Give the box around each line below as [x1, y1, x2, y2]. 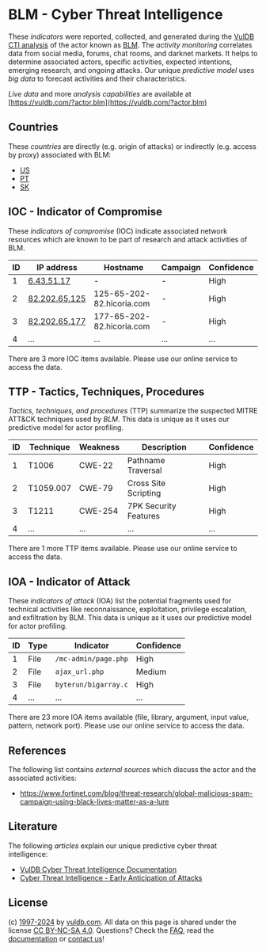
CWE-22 [78, 460, 113, 471]
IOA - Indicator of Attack [8, 575, 131, 588]
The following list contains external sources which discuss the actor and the [8, 765, 256, 774]
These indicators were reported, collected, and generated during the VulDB [8, 32, 255, 41]
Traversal [127, 465, 162, 476]
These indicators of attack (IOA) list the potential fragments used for [8, 596, 232, 606]
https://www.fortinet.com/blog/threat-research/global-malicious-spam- [19, 789, 253, 797]
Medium [135, 667, 167, 678]
